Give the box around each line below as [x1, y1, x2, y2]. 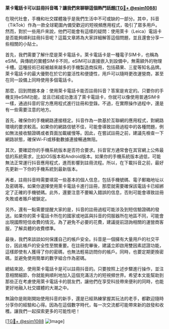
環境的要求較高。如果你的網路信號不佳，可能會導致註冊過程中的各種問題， [5, 124, 159, 129]
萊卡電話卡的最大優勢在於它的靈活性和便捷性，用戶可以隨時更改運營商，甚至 [5, 71, 164, 76]
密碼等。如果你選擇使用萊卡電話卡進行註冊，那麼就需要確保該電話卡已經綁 [9, 183, 164, 189]
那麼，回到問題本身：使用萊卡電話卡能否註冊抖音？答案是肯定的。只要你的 [5, 88, 159, 93]
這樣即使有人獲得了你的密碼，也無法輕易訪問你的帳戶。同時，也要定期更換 [5, 249, 159, 255]
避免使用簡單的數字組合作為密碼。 [18, 255, 89, 261]
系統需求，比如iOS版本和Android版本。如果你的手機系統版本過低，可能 [14, 154, 161, 159]
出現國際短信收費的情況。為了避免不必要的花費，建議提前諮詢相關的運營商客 [5, 219, 164, 225]
